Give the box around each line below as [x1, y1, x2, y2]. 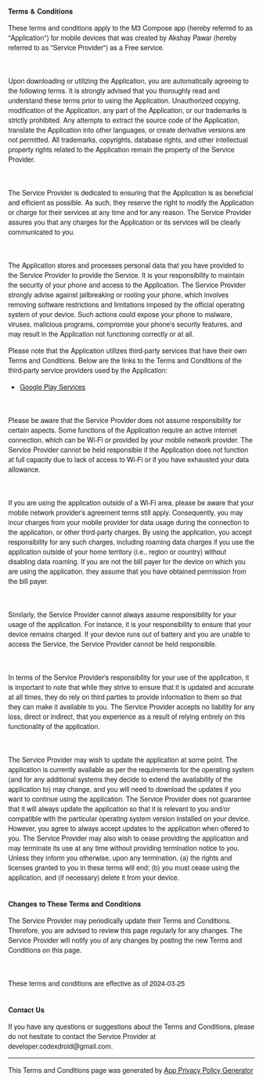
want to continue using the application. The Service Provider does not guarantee [8, 793, 251, 804]
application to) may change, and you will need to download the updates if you [8, 784, 241, 794]
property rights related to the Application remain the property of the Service [8, 144, 235, 155]
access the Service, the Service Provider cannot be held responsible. [8, 639, 218, 649]
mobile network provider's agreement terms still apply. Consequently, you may [8, 507, 243, 517]
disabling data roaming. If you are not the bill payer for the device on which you [8, 556, 247, 567]
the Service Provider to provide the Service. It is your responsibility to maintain [8, 270, 245, 280]
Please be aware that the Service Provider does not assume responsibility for [8, 415, 241, 425]
